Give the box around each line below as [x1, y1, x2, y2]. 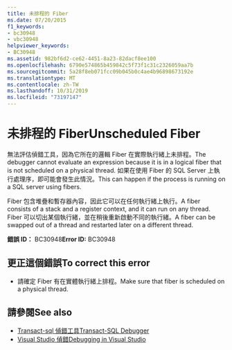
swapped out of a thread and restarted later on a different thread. [7, 220, 194, 229]
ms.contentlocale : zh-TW [7, 81, 79, 88]
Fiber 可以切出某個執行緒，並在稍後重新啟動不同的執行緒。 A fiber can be [7, 213, 216, 221]
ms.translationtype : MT [7, 74, 76, 82]
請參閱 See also [7, 306, 73, 319]
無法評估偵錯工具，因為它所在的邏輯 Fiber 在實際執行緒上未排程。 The [7, 150, 206, 158]
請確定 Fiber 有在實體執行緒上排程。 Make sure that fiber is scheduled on [17, 277, 225, 285]
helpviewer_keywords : [7, 42, 70, 49]
